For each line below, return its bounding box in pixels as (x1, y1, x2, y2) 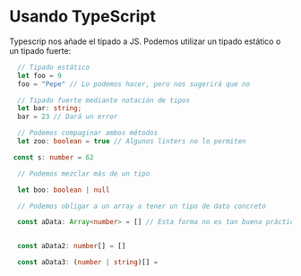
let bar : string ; (17, 104, 82, 113)
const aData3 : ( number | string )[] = (17, 258, 159, 267)
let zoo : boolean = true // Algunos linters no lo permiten (17, 137, 246, 146)
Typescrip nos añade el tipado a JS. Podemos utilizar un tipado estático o (9, 36, 281, 47)
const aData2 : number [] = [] (17, 242, 126, 251)
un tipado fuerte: (9, 45, 72, 56)
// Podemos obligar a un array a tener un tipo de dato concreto (17, 202, 267, 211)
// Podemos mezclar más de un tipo (17, 168, 150, 178)
